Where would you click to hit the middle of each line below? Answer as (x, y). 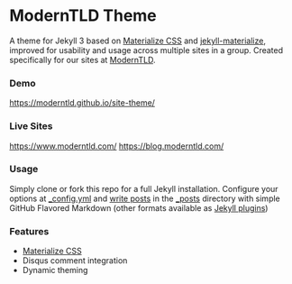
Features (29, 231)
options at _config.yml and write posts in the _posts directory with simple (145, 198)
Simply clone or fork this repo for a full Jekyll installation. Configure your (144, 188)
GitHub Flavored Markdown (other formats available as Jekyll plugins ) (139, 207)
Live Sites (31, 126)
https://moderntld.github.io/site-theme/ (82, 103)
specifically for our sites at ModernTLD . (82, 60)
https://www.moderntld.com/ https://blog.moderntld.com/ (117, 146)
